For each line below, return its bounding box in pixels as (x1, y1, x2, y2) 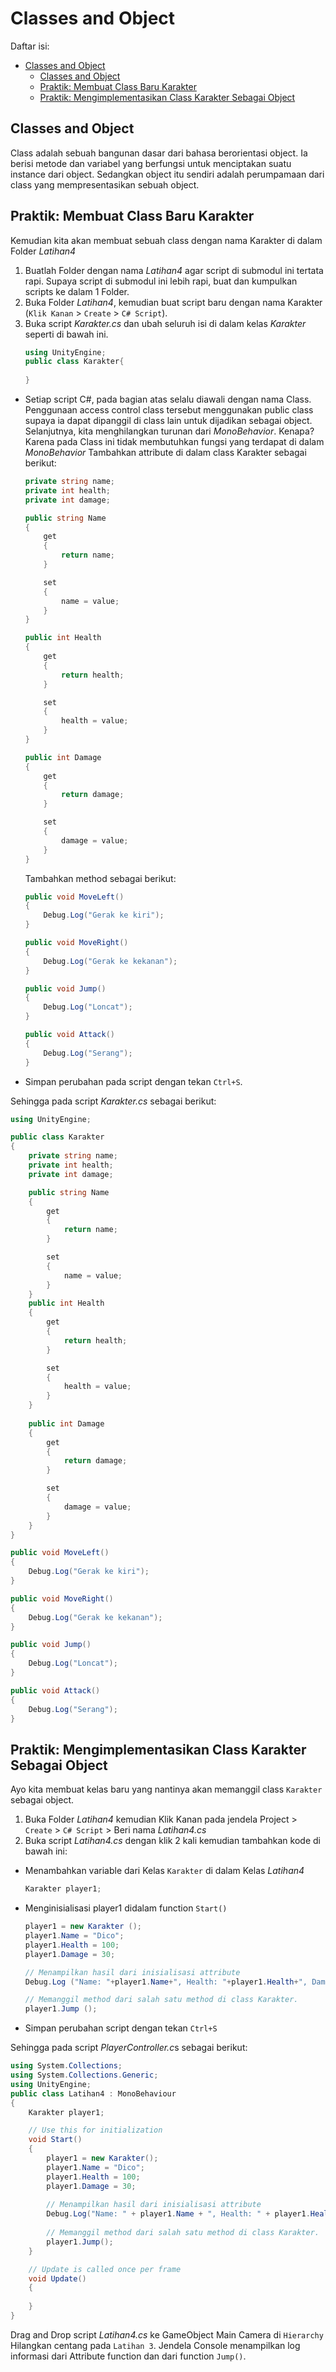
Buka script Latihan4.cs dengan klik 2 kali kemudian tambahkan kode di (24, 1835, 321, 1847)
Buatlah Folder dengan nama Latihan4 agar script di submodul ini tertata (24, 264, 324, 276)
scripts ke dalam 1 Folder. (24, 285, 130, 297)
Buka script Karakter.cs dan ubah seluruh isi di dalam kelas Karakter (24, 317, 307, 329)
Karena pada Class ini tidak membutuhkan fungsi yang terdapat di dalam (24, 436, 325, 448)
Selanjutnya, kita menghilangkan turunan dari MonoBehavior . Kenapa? (24, 425, 315, 437)
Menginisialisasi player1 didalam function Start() (24, 1902, 228, 1914)
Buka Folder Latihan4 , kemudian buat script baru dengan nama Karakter (24, 296, 323, 308)
